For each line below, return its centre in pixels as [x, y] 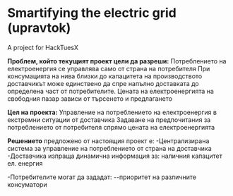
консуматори [27, 184]
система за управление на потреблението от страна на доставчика [109, 148]
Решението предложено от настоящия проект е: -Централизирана [108, 141]
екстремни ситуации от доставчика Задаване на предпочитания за [109, 120]
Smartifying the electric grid [92, 13]
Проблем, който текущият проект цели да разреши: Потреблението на [117, 61]
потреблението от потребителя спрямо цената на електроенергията [111, 127]
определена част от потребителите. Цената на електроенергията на [110, 91]
